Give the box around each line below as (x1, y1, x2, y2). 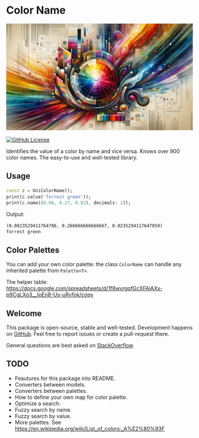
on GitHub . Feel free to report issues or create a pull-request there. (6, 330, 170, 337)
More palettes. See (14, 418, 61, 426)
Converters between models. (14, 381, 86, 388)
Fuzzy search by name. (14, 406, 72, 413)
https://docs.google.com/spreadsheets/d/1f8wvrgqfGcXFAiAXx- (6, 285, 163, 292)
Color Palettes (6, 245, 60, 255)
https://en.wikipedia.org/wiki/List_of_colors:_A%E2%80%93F (14, 425, 165, 432)
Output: (6, 211, 25, 218)
